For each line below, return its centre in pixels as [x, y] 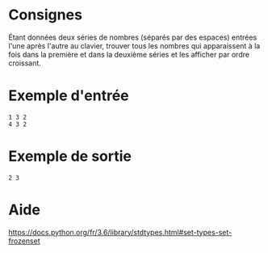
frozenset [24, 241]
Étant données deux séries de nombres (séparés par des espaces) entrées [133, 37]
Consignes [46, 15]
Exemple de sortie [70, 156]
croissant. [25, 63]
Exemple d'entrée [69, 96]
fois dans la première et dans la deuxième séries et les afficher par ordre [129, 54]
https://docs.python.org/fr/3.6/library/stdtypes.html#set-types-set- [120, 232]
